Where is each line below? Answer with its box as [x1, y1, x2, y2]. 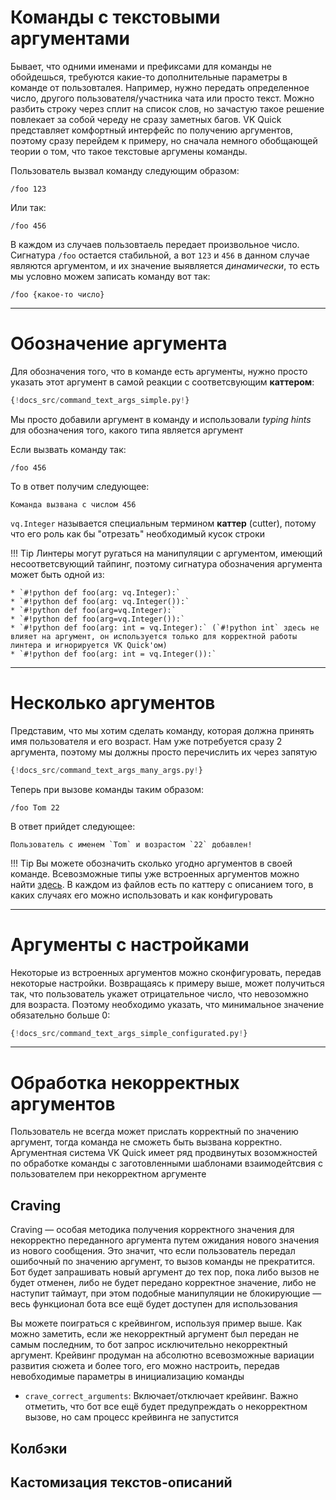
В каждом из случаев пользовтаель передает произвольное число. [10, 238, 300, 250]
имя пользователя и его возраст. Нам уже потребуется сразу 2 [10, 735, 283, 747]
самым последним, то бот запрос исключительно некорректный [10, 1339, 288, 1351]
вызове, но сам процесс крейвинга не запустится [24, 1411, 239, 1423]
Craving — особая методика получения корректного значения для [10, 1224, 295, 1236]
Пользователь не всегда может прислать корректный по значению [10, 1126, 299, 1138]
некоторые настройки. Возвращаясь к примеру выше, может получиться [10, 977, 325, 989]
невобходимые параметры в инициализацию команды [10, 1371, 245, 1383]
